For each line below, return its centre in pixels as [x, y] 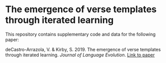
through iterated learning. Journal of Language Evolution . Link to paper [80, 55]
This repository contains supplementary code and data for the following [80, 34]
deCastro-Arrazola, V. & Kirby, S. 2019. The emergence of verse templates [83, 49]
